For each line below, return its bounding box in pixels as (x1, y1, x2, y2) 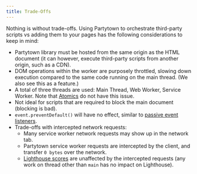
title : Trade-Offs (6, 8, 51, 15)
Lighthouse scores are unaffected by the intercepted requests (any (23, 155, 186, 162)
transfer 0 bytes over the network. (23, 148, 107, 156)
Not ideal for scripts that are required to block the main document (14, 98, 173, 106)
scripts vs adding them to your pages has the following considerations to (6, 31, 183, 38)
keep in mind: (6, 37, 39, 44)
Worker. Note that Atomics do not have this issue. (14, 92, 135, 99)
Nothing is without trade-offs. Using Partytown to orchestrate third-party (6, 25, 182, 32)
